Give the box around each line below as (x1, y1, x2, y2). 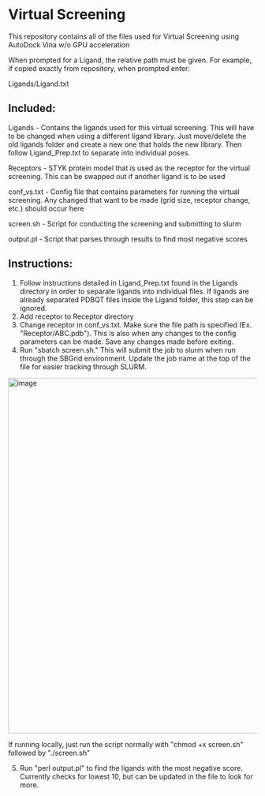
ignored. (19, 303, 47, 312)
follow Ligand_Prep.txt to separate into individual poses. (8, 148, 191, 157)
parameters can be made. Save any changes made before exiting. (19, 337, 234, 346)
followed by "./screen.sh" (8, 748, 91, 757)
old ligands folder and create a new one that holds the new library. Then (8, 140, 242, 149)
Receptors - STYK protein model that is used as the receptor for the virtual (8, 163, 251, 173)
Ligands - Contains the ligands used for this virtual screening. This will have (8, 122, 255, 132)
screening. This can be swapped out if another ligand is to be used (8, 171, 226, 181)
